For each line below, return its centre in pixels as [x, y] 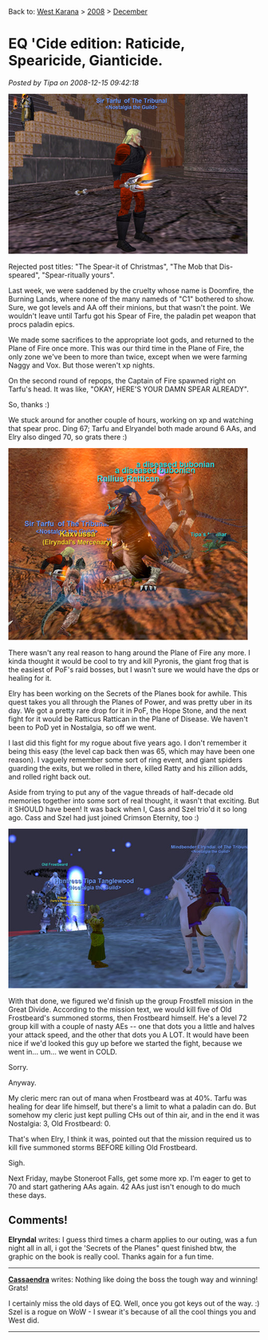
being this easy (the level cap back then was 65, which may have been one [132, 751]
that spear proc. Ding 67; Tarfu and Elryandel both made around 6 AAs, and [132, 428]
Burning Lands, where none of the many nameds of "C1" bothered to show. [132, 299]
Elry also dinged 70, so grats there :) [68, 437]
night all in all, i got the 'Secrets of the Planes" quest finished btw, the [122, 1248]
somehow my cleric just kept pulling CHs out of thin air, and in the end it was [134, 1114]
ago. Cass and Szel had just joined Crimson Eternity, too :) [104, 817]
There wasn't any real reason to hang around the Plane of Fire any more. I [129, 652]
